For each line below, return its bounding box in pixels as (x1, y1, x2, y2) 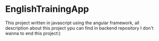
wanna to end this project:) (5, 30, 61, 36)
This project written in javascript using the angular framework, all (5, 20, 139, 26)
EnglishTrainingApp (5, 3, 89, 15)
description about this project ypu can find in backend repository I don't (5, 25, 154, 31)
